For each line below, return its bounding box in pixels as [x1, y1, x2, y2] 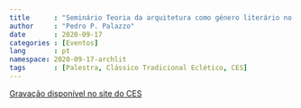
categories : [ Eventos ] [9, 38, 99, 48]
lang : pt [9, 47, 70, 56]
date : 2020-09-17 [9, 30, 103, 39]
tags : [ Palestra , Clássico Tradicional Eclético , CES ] [9, 64, 248, 73]
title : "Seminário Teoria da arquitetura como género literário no [9, 13, 293, 22]
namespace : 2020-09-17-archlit [9, 55, 127, 64]
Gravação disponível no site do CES [9, 87, 142, 99]
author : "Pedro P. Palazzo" [9, 22, 135, 31]
